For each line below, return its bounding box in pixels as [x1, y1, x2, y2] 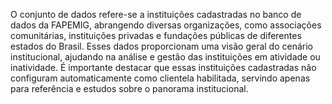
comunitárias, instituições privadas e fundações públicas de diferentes [10, 30, 302, 41]
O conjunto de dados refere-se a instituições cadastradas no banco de [10, 9, 302, 20]
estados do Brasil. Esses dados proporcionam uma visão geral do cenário [10, 40, 314, 52]
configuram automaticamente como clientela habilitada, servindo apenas [10, 72, 311, 84]
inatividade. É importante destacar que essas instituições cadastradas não [10, 62, 317, 73]
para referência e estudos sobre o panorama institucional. [10, 83, 249, 94]
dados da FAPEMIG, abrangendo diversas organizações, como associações [10, 19, 322, 31]
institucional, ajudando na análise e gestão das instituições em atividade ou [10, 51, 321, 63]
